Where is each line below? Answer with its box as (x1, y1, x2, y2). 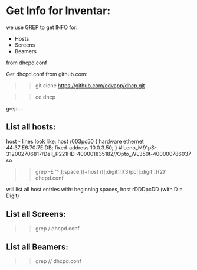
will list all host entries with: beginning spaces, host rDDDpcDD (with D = (6, 186, 183, 193)
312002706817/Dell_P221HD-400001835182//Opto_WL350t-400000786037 (6, 150, 192, 157)
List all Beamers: (6, 242, 69, 252)
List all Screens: (6, 209, 66, 219)
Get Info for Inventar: (6, 4, 111, 18)
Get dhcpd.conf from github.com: (6, 70, 88, 77)
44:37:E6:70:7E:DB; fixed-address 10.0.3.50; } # (6, 144, 122, 151)
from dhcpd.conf (6, 59, 47, 66)
